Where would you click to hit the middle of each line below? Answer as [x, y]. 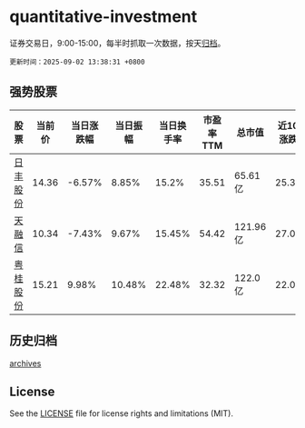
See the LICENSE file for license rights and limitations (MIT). [122, 413]
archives [25, 363]
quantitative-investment [103, 17]
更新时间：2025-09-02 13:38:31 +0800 [77, 62]
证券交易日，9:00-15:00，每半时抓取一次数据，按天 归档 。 [118, 43]
